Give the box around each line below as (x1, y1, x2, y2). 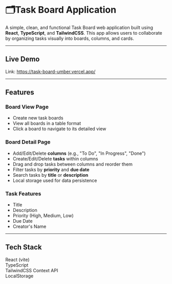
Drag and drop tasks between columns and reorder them (12, 161, 133, 167)
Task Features (5, 190, 41, 197)
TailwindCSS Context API (5, 267, 58, 273)
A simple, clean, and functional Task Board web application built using (5, 24, 154, 31)
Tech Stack (5, 243, 42, 252)
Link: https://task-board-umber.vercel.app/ (5, 68, 96, 75)
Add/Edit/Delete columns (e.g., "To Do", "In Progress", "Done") (12, 150, 146, 156)
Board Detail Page (5, 138, 51, 146)
